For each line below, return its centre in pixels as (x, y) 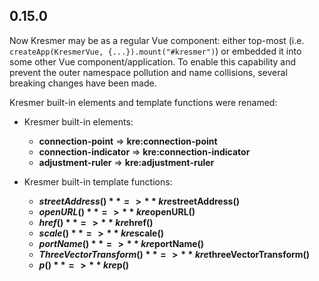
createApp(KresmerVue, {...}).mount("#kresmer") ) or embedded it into (155, 51)
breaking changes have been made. (83, 83)
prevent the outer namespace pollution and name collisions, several (148, 72)
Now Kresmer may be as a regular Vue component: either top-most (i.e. (157, 40)
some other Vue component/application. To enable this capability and (153, 61)
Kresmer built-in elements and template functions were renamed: (143, 102)
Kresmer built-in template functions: (98, 181)
